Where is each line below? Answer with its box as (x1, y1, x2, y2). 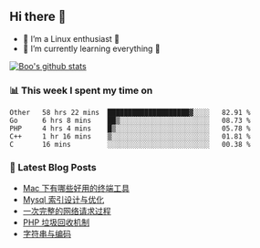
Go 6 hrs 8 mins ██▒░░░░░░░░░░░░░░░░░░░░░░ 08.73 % (9, 116, 251, 126)
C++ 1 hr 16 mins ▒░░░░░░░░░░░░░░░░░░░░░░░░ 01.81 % (9, 132, 251, 141)
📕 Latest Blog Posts (9, 161, 98, 174)
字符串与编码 (22, 229, 71, 240)
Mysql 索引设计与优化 (22, 194, 105, 205)
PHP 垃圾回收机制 (22, 217, 90, 228)
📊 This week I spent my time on (9, 84, 153, 97)
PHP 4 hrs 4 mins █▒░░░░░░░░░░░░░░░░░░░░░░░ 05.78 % (9, 124, 251, 133)
